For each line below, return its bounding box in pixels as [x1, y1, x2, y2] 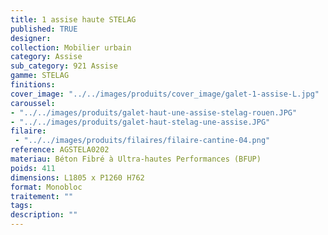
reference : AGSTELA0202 [10, 145, 110, 155]
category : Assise [10, 52, 83, 62]
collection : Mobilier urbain [10, 42, 132, 53]
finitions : [10, 80, 56, 90]
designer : [10, 33, 52, 43]
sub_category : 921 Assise [10, 61, 118, 71]
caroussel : [10, 98, 56, 108]
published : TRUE [10, 24, 78, 34]
